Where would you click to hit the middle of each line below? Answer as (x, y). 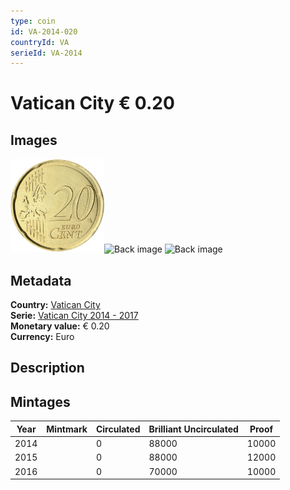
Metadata (41, 280)
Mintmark (67, 429)
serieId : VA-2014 (46, 53)
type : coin (33, 21)
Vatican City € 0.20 (92, 103)
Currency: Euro (42, 337)
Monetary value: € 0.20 (60, 326)
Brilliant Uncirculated (193, 429)
